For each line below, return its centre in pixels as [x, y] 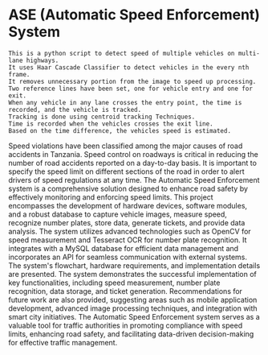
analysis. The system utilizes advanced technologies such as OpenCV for [130, 231]
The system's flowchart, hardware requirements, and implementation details [134, 265]
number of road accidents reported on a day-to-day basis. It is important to [132, 163]
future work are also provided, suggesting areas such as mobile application [133, 299]
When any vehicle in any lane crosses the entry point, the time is [125, 102]
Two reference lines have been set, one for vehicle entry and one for [130, 89]
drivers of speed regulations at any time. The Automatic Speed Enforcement [134, 180]
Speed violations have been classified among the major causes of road [126, 146]
